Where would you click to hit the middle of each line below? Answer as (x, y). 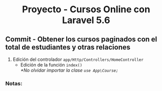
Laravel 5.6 (86, 20)
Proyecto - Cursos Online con (86, 9)
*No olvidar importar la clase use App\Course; (69, 70)
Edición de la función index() (51, 65)
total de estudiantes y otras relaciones (68, 47)
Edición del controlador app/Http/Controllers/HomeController (78, 59)
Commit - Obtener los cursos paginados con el (81, 39)
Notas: (14, 83)
